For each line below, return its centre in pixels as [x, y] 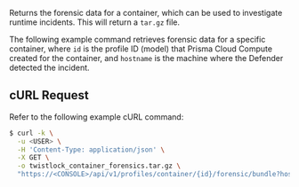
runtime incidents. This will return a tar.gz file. [95, 22]
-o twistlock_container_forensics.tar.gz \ [99, 166]
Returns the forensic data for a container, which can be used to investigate [146, 13]
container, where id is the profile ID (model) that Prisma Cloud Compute [141, 49]
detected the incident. [50, 67]
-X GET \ [33, 158]
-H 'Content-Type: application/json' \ [91, 150]
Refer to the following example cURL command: [97, 117]
